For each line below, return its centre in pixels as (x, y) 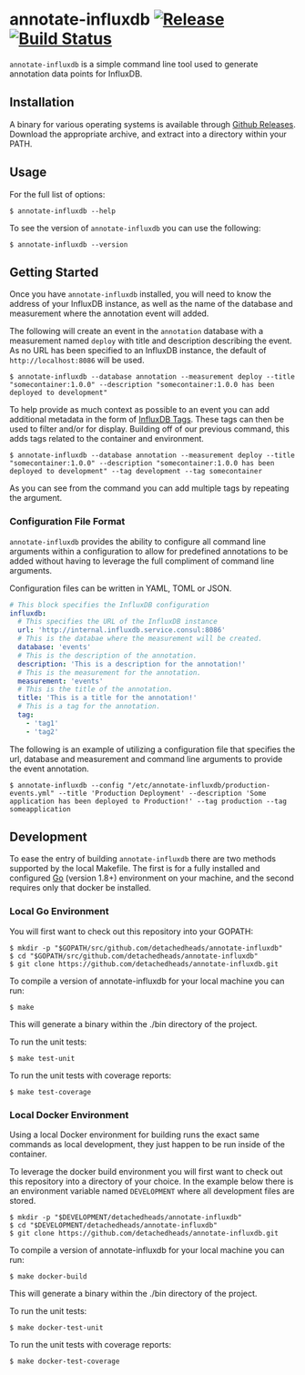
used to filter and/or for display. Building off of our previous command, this (149, 429)
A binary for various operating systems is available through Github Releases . (152, 124)
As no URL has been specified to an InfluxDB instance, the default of (138, 351)
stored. (23, 1201)
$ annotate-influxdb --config (67, 785)
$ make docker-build (49, 1277)
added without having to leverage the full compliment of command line (142, 561)
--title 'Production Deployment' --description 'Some (162, 793)
